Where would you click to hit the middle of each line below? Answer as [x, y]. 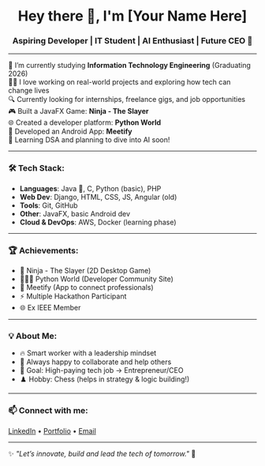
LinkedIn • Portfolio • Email [52, 430]
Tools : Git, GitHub [49, 205]
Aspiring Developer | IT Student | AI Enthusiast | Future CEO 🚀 [132, 41]
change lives [29, 91]
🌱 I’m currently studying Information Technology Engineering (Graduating [129, 66]
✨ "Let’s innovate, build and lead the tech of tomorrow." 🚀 [102, 453]
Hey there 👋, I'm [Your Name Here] [132, 16]
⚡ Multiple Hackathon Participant [73, 296]
